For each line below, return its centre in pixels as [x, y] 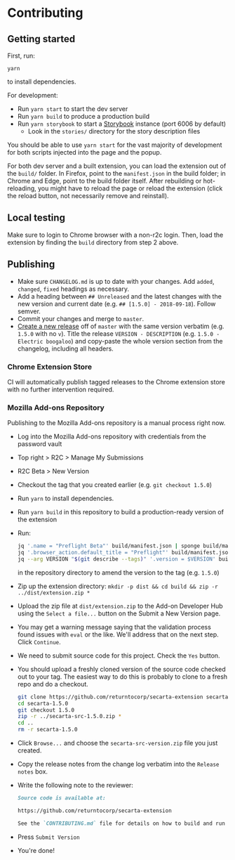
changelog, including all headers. [65, 348]
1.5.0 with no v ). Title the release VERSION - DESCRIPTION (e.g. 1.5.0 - [118, 333]
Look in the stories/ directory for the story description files [114, 131]
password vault [40, 444]
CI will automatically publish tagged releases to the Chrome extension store [116, 382]
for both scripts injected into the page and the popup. [85, 152]
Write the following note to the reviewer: [75, 786]
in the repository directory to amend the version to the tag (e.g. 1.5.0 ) [118, 572]
